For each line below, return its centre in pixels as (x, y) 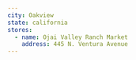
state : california (38, 23)
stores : (20, 30)
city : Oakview (31, 15)
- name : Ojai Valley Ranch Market (71, 37)
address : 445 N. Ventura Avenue (75, 44)
